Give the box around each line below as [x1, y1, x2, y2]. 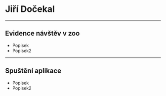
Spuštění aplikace [5, 67, 62, 75]
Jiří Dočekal [5, 3, 55, 15]
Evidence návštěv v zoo [5, 29, 80, 38]
